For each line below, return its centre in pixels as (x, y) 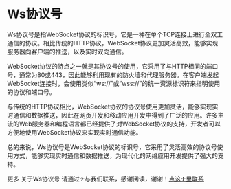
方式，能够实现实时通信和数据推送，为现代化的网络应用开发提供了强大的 (115, 155)
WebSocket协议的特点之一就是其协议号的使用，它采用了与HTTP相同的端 (110, 66)
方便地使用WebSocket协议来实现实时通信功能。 (75, 132)
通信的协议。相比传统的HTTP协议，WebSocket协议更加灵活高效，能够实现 (113, 43)
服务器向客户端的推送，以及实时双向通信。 (67, 52)
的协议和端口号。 (31, 92)
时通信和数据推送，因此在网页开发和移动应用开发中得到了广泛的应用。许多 (112, 115)
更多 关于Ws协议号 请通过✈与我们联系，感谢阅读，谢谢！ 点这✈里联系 (106, 179)
